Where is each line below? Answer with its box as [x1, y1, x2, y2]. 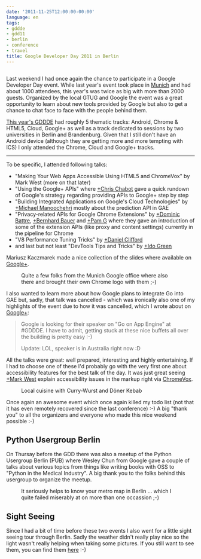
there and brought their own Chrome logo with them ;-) [21, 278, 157, 285]
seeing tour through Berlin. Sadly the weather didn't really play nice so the [6, 533, 189, 541]
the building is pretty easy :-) [20, 333, 93, 340]
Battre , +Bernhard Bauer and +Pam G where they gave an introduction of [14, 216, 195, 224]
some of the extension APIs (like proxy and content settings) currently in [14, 223, 193, 230]
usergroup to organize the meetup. [6, 476, 92, 483]
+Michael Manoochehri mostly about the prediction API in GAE [14, 204, 169, 211]
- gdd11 [6, 31, 26, 37]
